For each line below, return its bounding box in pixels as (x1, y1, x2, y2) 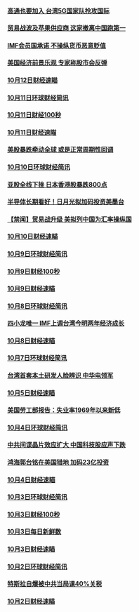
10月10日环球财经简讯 (7, 162, 70, 171)
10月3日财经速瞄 (7, 545, 55, 553)
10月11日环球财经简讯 (7, 93, 69, 102)
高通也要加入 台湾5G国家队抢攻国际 (7, 6, 110, 15)
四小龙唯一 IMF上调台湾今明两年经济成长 (7, 319, 125, 328)
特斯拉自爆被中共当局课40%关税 (7, 580, 102, 588)
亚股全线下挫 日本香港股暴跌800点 (7, 180, 107, 189)
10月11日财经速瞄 (7, 128, 57, 136)
